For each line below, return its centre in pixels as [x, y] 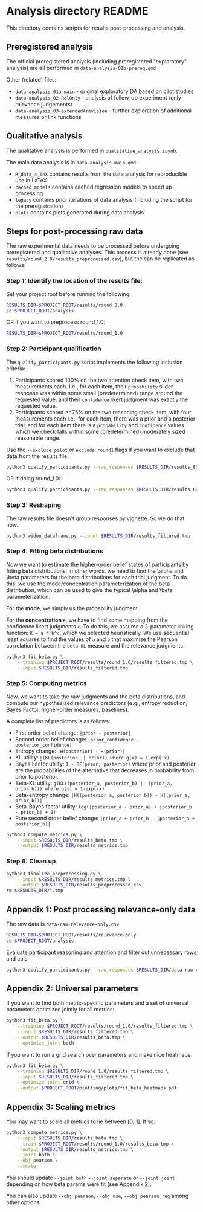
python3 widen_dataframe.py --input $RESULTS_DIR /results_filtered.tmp [98, 536]
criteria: [16, 368]
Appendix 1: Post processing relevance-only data [101, 910]
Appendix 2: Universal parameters [72, 988]
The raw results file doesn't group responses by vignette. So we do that [95, 518]
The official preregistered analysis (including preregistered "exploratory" [97, 61]
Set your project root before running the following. [69, 294]
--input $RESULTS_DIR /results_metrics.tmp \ [74, 879]
